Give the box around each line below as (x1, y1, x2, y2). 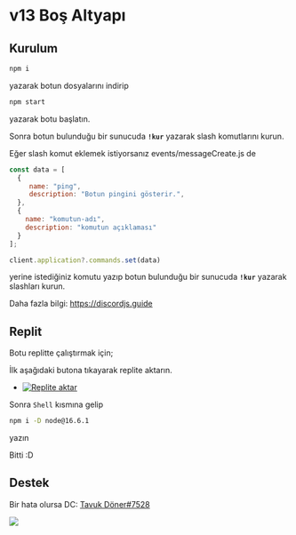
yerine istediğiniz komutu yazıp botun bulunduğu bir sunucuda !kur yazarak (9, 272, 287, 283)
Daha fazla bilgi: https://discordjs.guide (9, 299, 153, 309)
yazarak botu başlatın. (9, 113, 91, 124)
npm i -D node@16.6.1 (9, 417, 90, 426)
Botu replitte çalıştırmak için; (9, 347, 114, 358)
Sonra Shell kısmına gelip (9, 399, 104, 410)
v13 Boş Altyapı (9, 5, 126, 26)
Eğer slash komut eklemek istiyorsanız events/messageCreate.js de (9, 148, 256, 158)
